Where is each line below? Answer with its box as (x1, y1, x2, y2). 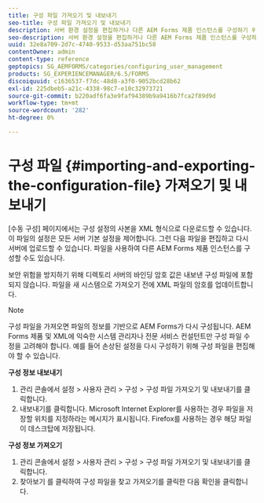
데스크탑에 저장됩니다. (27, 424, 96, 433)
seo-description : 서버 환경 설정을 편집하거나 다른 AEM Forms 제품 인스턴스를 (8, 33, 237, 42)
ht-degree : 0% (8, 114, 55, 122)
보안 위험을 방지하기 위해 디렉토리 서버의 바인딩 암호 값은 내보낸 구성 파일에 (8, 270, 239, 279)
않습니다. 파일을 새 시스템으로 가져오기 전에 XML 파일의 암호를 (22, 280, 214, 289)
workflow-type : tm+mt (8, 99, 79, 107)
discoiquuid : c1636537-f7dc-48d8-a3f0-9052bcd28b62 (8, 77, 181, 85)
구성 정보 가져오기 (8, 440, 63, 450)
